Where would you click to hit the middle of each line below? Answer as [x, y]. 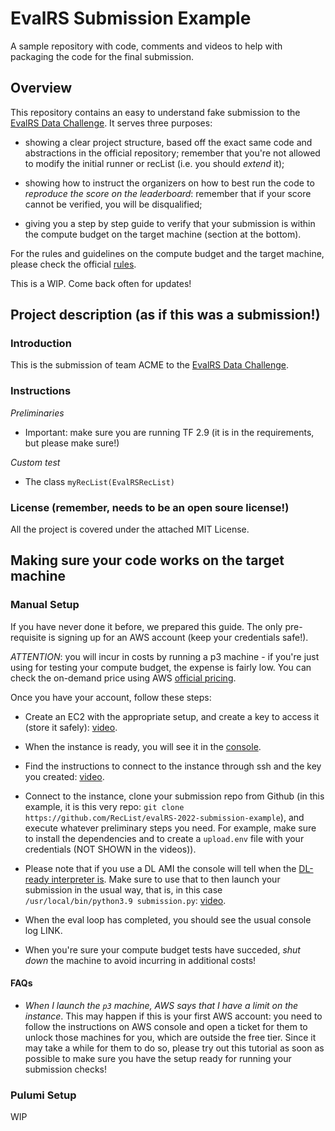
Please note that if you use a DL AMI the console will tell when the [160, 868]
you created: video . [64, 776]
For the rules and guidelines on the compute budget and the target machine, [167, 253]
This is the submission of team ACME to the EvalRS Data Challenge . [150, 365]
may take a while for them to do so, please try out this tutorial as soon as [174, 1048]
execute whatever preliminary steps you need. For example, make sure [170, 828]
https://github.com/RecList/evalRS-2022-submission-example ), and [164, 817]
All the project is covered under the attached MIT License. [130, 529]
